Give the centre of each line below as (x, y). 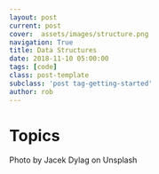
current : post (36, 26)
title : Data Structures (53, 51)
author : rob (31, 91)
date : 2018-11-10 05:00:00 (59, 59)
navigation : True (41, 42)
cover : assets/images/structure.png (79, 34)
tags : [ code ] (33, 67)
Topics (35, 135)
